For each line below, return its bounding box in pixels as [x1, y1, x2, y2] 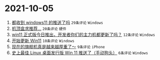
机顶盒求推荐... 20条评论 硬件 [11, 25, 67, 31]
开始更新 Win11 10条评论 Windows [11, 37, 75, 44]
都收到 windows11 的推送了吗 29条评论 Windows [11, 19, 103, 25]
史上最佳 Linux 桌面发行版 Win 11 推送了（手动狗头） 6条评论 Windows [11, 49, 148, 56]
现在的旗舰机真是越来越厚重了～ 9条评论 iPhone [11, 44, 105, 49]
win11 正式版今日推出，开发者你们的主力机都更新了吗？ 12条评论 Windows [11, 31, 155, 37]
